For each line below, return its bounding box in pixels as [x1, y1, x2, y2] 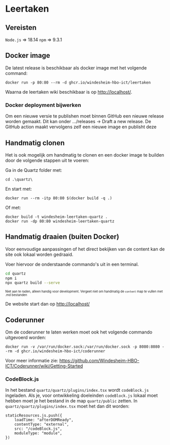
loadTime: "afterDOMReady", [14, 418, 74, 423]
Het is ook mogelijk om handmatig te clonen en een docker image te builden [5, 152, 164, 158]
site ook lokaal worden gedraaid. [5, 251, 74, 257]
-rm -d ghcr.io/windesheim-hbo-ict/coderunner [5, 349, 106, 354]
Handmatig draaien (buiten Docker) [5, 233, 119, 241]
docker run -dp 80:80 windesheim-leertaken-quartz [5, 218, 115, 224]
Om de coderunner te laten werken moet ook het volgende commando [5, 329, 153, 335]
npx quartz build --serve [5, 280, 60, 285]
